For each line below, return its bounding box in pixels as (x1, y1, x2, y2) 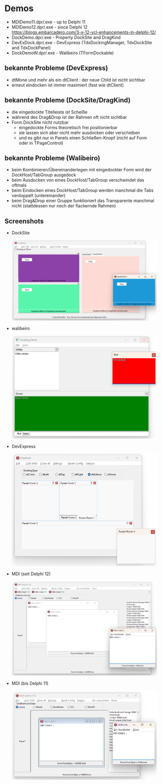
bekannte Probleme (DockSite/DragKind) (4, 96, 131, 104)
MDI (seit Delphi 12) (11, 571, 51, 577)
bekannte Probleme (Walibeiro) (4, 154, 100, 162)
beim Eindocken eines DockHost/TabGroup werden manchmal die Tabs (11, 187, 154, 193)
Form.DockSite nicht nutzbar (11, 119, 69, 125)
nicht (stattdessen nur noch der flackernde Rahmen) (11, 203, 117, 209)
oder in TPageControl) (18, 140, 63, 146)
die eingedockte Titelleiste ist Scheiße (11, 109, 88, 115)
